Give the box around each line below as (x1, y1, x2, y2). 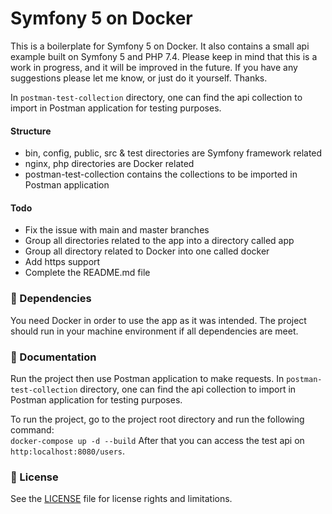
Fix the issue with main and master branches (24, 224, 210, 236)
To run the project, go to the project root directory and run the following (10, 413, 305, 425)
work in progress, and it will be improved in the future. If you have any (10, 61, 298, 73)
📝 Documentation (10, 350, 97, 364)
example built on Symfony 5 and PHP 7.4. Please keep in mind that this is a (10, 50, 318, 62)
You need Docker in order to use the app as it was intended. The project (10, 314, 307, 326)
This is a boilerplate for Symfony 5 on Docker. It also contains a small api (10, 40, 310, 52)
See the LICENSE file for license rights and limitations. (10, 493, 233, 505)
